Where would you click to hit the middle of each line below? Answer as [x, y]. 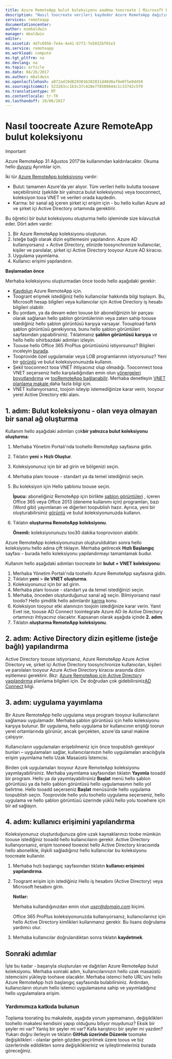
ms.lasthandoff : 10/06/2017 [35, 101]
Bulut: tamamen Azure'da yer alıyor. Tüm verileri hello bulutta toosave [86, 187]
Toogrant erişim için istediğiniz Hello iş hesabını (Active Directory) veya [88, 881]
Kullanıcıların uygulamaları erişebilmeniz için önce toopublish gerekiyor [80, 746]
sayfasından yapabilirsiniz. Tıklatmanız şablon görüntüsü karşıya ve [85, 335]
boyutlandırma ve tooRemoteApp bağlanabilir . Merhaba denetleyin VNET [89, 379]
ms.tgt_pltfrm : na [25, 58]
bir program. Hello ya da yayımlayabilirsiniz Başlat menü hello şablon [78, 778]
